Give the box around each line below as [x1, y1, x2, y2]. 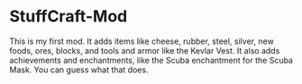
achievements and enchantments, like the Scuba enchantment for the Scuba [9, 55, 293, 65]
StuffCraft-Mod [9, 6, 128, 27]
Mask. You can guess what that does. [9, 64, 149, 75]
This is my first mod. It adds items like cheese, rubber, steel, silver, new [9, 36, 275, 46]
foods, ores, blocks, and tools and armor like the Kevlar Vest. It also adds [9, 45, 280, 55]
